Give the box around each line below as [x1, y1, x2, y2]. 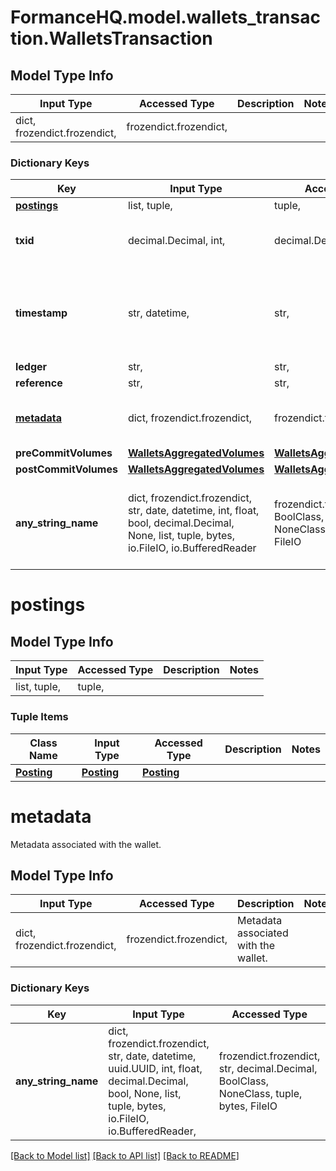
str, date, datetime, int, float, [127, 504, 260, 518]
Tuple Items [10, 710, 69, 724]
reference [15, 376, 63, 390]
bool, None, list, [108, 1086, 182, 1100]
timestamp [15, 306, 68, 320]
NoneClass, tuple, [218, 1086, 303, 1100]
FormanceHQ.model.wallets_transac [10, 6, 321, 29]
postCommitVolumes [15, 462, 118, 476]
